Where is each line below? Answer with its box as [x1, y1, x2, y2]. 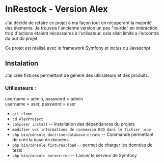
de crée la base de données [12, 137, 69, 143]
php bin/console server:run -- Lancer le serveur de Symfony [12, 153, 137, 159]
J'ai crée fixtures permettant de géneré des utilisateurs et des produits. [5, 72, 149, 78]
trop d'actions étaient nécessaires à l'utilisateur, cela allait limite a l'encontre [5, 30, 159, 36]
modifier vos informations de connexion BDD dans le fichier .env [12, 127, 151, 132]
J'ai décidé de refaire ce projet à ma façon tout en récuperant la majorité [5, 20, 152, 26]
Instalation [5, 59, 38, 67]
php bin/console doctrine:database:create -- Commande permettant [12, 131, 154, 137]
